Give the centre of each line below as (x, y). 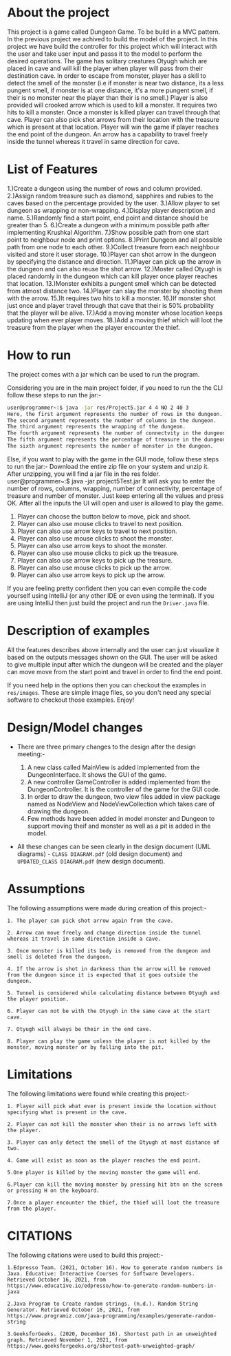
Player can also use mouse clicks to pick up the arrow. (94, 567)
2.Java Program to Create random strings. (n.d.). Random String (102, 1304)
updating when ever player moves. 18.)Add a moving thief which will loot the (115, 320)
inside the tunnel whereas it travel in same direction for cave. (93, 141)
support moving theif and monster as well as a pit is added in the (119, 826)
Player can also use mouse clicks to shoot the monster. (95, 538)
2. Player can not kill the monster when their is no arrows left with (112, 1124)
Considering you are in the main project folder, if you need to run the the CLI (115, 388)
